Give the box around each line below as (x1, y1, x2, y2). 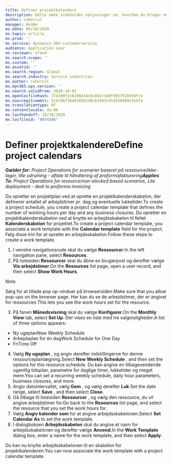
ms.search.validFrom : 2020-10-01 (5, 88, 77, 94)
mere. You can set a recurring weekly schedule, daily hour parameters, (12, 372, 161, 378)
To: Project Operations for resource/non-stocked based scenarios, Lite (5, 178, 156, 184)
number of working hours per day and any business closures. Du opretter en (5, 209, 167, 216)
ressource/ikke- (124, 167, 159, 173)
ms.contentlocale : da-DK (5, 108, 58, 113)
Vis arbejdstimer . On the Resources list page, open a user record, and (12, 263, 161, 269)
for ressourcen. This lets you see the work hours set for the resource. (5, 299, 150, 305)
